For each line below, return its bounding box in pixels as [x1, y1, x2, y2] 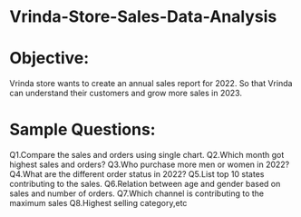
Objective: [9, 48, 90, 69]
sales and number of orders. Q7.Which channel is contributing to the [9, 188, 265, 199]
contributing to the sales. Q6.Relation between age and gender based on [9, 179, 281, 190]
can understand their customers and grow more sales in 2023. [9, 88, 243, 99]
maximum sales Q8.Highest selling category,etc [9, 198, 188, 209]
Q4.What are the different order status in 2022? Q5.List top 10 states [9, 169, 265, 180]
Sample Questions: [9, 120, 156, 140]
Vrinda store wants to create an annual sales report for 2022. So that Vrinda [9, 78, 293, 89]
